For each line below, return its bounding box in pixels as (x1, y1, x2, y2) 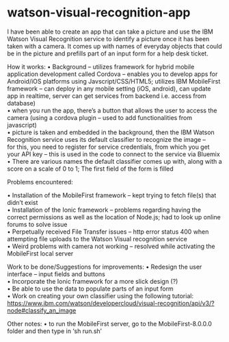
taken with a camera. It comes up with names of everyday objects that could (7, 42, 222, 50)
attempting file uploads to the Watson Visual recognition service (7, 234, 188, 243)
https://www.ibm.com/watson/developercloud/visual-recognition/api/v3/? (7, 299, 215, 307)
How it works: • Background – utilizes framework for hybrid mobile (7, 62, 195, 71)
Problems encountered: (7, 178, 73, 186)
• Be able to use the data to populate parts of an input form (7, 284, 174, 293)
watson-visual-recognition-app (7, 5, 191, 21)
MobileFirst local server (7, 249, 74, 258)
